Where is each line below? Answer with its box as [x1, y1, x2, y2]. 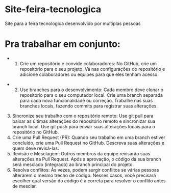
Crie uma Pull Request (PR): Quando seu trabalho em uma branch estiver [12, 134, 165, 141]
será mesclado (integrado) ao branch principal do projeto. [12, 161, 134, 168]
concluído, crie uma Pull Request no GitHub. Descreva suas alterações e [12, 140, 165, 146]
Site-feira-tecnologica [5, 4, 102, 15]
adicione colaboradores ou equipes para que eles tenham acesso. [19, 71, 159, 77]
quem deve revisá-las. [12, 145, 59, 151]
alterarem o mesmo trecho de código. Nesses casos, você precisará [12, 172, 156, 178]
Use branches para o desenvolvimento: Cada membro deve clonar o [19, 87, 164, 93]
